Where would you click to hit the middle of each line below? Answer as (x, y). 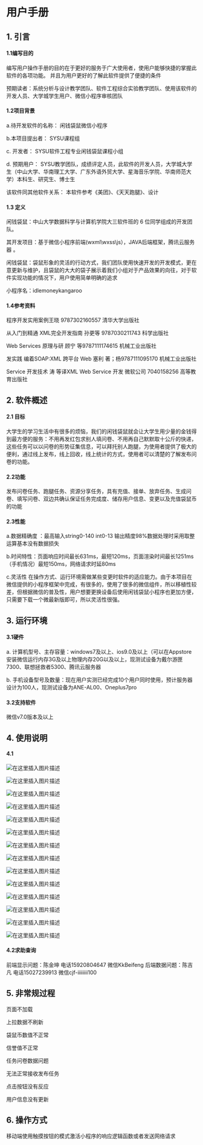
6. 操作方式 (27, 1120)
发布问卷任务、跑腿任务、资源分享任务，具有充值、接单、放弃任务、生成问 (99, 491)
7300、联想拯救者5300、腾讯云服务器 (54, 666)
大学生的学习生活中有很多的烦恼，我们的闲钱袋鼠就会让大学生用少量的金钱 (99, 431)
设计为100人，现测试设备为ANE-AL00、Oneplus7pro (72, 687)
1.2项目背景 (21, 111)
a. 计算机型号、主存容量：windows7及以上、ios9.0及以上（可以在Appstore (99, 651)
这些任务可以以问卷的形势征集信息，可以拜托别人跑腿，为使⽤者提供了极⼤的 (101, 446)
